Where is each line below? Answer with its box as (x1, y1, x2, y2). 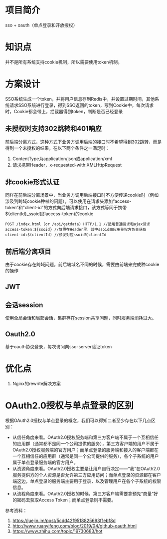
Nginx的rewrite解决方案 (12, 381, 61, 387)
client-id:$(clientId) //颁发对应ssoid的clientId (5, 232, 107, 238)
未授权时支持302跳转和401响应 (5, 125, 102, 133)
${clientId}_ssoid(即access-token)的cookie (5, 211, 94, 217)
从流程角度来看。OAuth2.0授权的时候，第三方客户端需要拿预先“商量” (12, 491, 154, 497)
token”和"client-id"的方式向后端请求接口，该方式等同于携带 (5, 205, 127, 211)
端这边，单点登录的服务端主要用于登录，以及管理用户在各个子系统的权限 (12, 478, 161, 484)
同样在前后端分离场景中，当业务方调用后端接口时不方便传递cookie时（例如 (5, 192, 159, 198)
